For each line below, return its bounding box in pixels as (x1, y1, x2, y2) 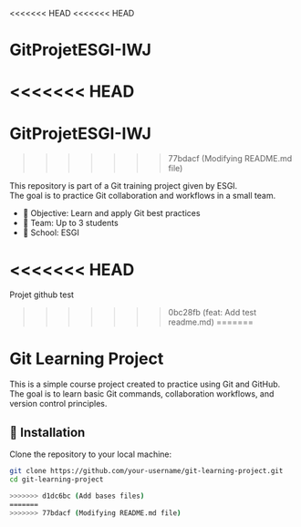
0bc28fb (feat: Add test (168, 307, 257, 318)
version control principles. (9, 398, 108, 409)
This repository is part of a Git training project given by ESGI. (9, 181, 238, 191)
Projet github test (9, 289, 75, 300)
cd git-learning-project (9, 474, 104, 484)
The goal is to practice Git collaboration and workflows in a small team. (9, 191, 276, 201)
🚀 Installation (9, 424, 86, 440)
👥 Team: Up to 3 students (22, 218, 119, 229)
